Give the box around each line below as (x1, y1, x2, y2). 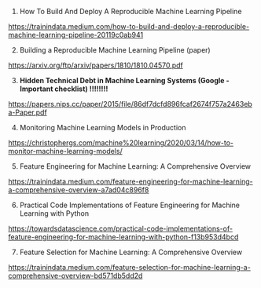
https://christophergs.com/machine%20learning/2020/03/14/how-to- (8, 138, 234, 148)
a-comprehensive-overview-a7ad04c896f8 (8, 185, 149, 195)
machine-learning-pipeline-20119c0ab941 (8, 31, 144, 39)
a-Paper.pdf (8, 108, 47, 117)
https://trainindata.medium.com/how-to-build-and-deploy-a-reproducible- (8, 22, 250, 31)
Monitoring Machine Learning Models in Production (19, 123, 186, 132)
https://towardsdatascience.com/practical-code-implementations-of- (8, 224, 233, 233)
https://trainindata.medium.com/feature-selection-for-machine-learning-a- (8, 263, 252, 272)
